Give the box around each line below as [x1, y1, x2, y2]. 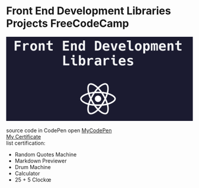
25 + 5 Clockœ [14, 176, 52, 183]
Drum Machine [14, 163, 52, 170]
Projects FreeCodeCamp [6, 17, 129, 30]
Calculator [14, 170, 40, 177]
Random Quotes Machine [14, 151, 77, 158]
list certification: [6, 139, 46, 146]
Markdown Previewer [14, 157, 67, 164]
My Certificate [6, 133, 41, 140]
